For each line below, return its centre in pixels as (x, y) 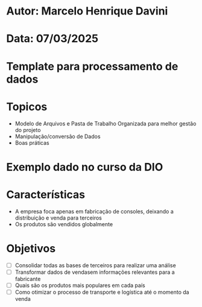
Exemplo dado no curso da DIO (85, 167)
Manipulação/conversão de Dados (58, 136)
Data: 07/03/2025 (52, 39)
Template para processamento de (92, 66)
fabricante (28, 279)
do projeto (28, 130)
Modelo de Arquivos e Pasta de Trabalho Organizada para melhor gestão (106, 123)
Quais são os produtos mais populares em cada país (80, 285)
